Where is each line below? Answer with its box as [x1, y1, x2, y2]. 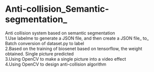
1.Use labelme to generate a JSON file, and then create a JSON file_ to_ [5, 35, 149, 41]
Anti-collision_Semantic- [5, 3, 109, 15]
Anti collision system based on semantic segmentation [5, 30, 115, 36]
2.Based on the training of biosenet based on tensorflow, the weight [5, 46, 142, 51]
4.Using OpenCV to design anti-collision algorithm [5, 61, 106, 67]
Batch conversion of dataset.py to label [5, 40, 84, 46]
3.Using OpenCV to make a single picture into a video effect [5, 56, 127, 62]
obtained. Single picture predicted [5, 50, 74, 57]
